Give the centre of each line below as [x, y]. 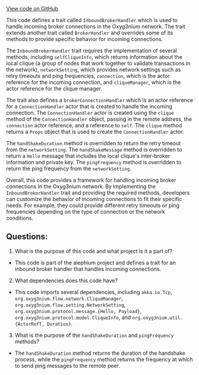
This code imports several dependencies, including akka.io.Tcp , [93, 292]
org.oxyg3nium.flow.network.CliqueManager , [69, 298]
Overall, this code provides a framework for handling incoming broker [91, 180]
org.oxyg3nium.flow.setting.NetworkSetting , [70, 304]
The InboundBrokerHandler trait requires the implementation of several [91, 51]
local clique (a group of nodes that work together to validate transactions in [98, 63]
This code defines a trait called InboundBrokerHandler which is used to [92, 20]
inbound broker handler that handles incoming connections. [88, 269]
